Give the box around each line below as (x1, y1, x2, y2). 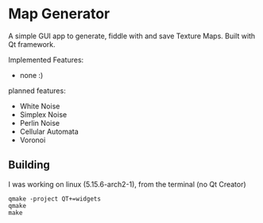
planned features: (8, 85, 66, 96)
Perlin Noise (19, 118, 60, 127)
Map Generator (8, 5, 110, 23)
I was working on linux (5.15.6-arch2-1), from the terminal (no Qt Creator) (8, 179, 246, 189)
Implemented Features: (8, 55, 84, 65)
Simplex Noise (19, 109, 68, 119)
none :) (19, 70, 44, 80)
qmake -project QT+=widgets (8, 194, 102, 203)
